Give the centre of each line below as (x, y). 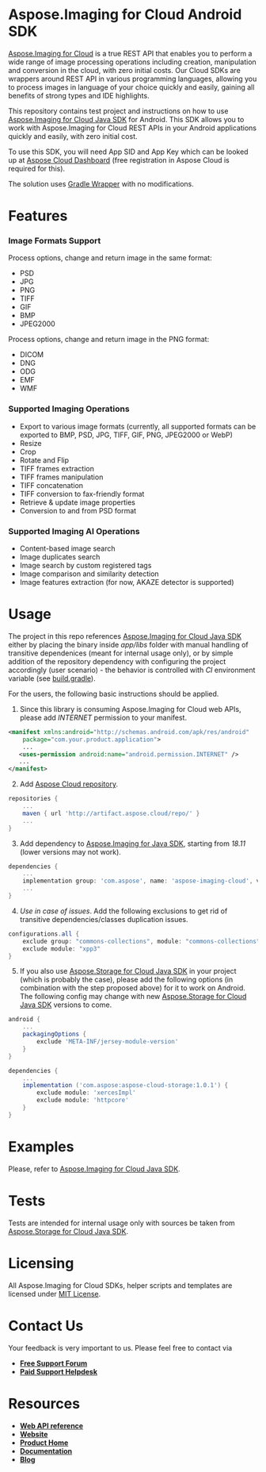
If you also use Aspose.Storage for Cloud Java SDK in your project (128, 971)
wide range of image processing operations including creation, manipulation (133, 62)
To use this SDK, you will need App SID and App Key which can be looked (128, 152)
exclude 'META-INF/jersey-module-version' (108, 1042)
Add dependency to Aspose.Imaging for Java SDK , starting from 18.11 (133, 844)
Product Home (44, 1443)
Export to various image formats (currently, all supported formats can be (138, 426)
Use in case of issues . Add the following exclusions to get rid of (123, 911)
